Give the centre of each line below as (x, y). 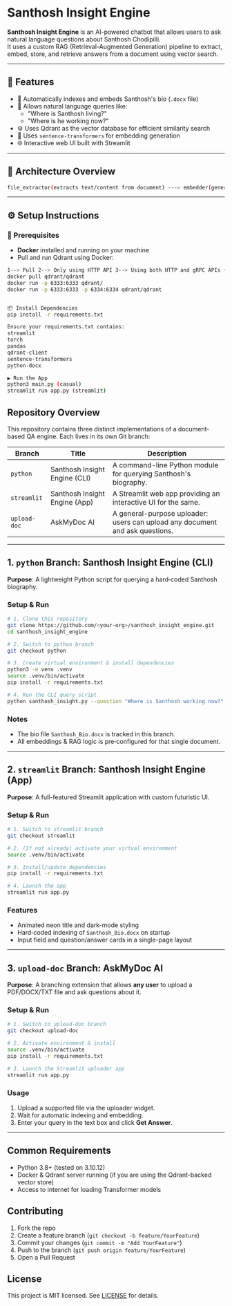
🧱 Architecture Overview (61, 172)
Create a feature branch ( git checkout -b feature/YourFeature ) (108, 1235)
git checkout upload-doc (43, 1031)
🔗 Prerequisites (33, 235)
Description (167, 453)
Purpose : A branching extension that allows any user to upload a (100, 985)
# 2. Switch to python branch (51, 644)
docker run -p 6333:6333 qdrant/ (55, 283)
